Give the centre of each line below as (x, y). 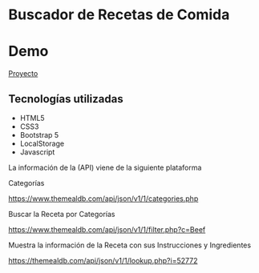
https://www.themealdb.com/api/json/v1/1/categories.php (103, 199)
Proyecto (23, 74)
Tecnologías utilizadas (66, 99)
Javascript (37, 152)
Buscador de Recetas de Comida (119, 15)
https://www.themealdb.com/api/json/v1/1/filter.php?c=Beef (107, 229)
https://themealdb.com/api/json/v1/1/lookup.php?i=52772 (103, 260)
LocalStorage (42, 143)
